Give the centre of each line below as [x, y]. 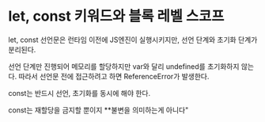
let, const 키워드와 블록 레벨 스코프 [116, 16]
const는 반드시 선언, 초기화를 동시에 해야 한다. [79, 93]
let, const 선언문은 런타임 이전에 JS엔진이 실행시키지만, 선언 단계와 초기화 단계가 [133, 40]
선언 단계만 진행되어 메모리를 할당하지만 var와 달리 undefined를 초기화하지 [124, 66]
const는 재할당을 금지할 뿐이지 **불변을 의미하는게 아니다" [98, 110]
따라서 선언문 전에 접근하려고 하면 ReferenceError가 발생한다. [114, 76]
